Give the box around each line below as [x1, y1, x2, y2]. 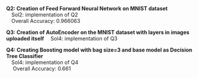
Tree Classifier [6, 53, 43, 59]
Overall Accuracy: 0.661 [12, 65, 71, 72]
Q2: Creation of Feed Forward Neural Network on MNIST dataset [6, 5, 168, 12]
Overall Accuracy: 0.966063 [11, 18, 81, 24]
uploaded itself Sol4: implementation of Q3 [6, 35, 118, 42]
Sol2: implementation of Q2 [11, 11, 78, 18]
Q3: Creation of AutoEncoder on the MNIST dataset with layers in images [6, 29, 190, 36]
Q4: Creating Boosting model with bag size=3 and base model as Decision [6, 46, 193, 53]
